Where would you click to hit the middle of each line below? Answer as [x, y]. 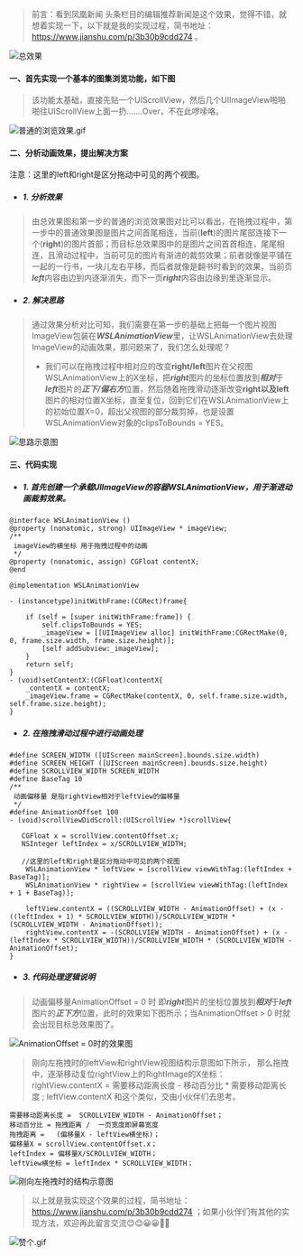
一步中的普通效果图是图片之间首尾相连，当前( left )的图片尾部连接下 [155, 233]
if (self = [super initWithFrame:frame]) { [109, 617]
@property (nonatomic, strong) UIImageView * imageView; [119, 528]
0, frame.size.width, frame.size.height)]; [92, 640]
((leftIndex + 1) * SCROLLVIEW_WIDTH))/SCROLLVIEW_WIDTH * [123, 916]
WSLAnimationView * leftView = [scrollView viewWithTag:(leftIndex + [159, 869]
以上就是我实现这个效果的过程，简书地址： [110, 1200]
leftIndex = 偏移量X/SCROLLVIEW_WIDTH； [83, 1154]
